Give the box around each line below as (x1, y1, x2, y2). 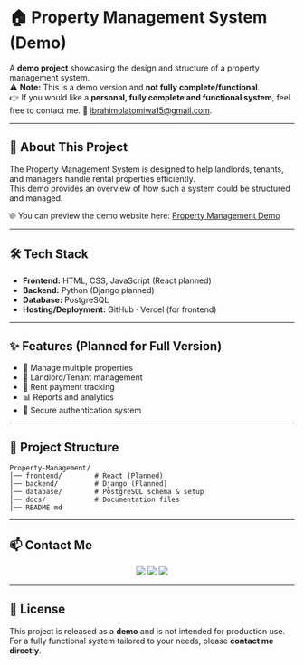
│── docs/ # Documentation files (9, 495, 180, 505)
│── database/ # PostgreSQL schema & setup (9, 488, 204, 497)
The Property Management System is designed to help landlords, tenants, (9, 164, 284, 175)
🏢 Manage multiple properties (22, 363, 134, 374)
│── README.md (9, 503, 63, 512)
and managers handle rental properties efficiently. (9, 173, 196, 184)
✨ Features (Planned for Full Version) (9, 338, 223, 354)
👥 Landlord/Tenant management (22, 372, 143, 383)
